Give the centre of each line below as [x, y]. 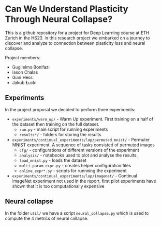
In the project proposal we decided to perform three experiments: [70, 109]
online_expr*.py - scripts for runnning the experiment [73, 171]
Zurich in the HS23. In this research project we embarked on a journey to [78, 38]
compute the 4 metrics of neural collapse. [47, 218]
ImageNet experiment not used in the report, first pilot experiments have [84, 181]
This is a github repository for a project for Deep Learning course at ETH [77, 33]
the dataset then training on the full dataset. [56, 124]
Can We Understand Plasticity [66, 9]
